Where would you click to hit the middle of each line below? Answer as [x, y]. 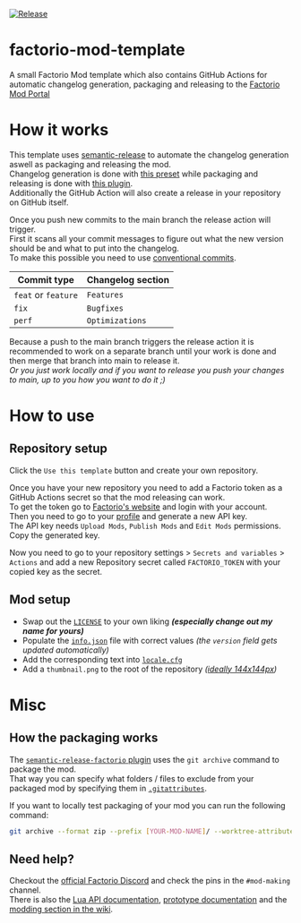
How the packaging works [84, 738]
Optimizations [116, 320]
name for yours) [53, 630]
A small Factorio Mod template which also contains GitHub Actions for [138, 74]
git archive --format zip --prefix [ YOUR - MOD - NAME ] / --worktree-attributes [154, 831]
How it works [59, 130]
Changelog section [128, 279]
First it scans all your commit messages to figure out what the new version [146, 238]
